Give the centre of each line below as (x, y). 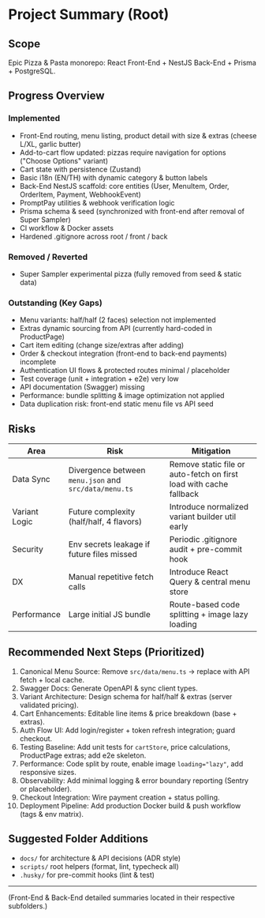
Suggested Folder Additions (78, 839)
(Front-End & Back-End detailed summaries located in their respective (121, 897)
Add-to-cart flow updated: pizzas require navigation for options (123, 152)
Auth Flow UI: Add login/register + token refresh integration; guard (127, 730)
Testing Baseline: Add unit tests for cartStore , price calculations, (125, 747)
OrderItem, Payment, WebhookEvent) (80, 194)
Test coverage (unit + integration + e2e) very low (99, 379)
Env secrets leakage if (109, 544)
